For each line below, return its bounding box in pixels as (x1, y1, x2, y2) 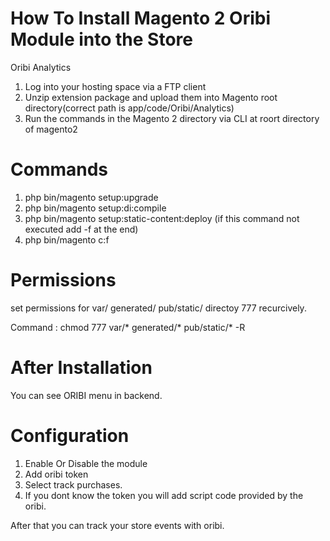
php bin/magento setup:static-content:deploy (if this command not (24, 212, 300, 224)
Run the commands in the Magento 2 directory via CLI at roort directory (24, 112, 320, 124)
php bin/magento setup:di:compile (24, 202, 167, 214)
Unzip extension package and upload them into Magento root (24, 91, 278, 103)
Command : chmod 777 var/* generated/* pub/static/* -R (10, 321, 246, 333)
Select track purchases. (24, 478, 123, 491)
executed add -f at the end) (24, 223, 139, 235)
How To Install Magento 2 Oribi (10, 7, 271, 30)
